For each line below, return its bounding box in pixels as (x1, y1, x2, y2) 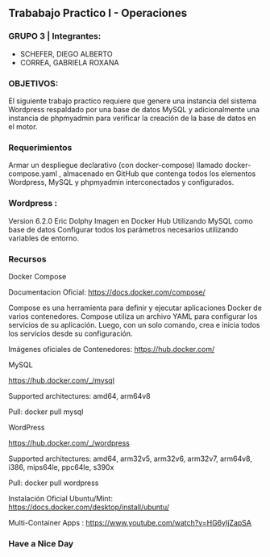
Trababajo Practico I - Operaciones (8, 6, 188, 20)
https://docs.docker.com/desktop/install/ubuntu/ (8, 502, 170, 512)
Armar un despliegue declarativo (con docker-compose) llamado (8, 161, 223, 170)
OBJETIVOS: (8, 77, 59, 89)
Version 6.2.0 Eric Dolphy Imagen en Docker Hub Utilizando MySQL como (8, 216, 254, 225)
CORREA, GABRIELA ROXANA (19, 57, 119, 67)
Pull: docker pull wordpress (8, 478, 99, 488)
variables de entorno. (8, 233, 79, 243)
